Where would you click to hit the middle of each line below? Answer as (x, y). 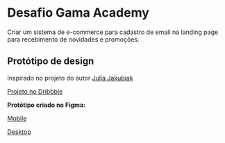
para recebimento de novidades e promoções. (73, 39)
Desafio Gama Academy (78, 13)
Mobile (17, 118)
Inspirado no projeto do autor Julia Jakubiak (70, 78)
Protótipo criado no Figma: (46, 105)
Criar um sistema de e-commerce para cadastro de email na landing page (113, 32)
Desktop (19, 132)
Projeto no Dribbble (35, 91)
